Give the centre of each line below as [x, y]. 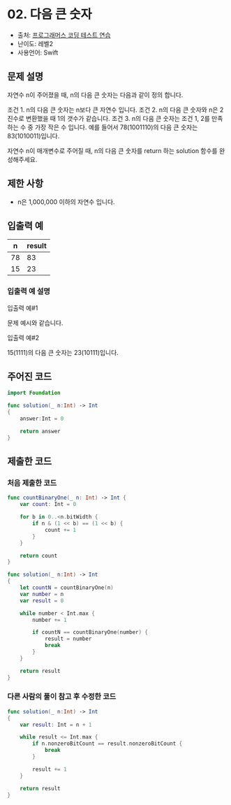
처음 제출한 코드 [32, 483]
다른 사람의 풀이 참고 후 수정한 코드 [62, 697]
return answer [40, 431]
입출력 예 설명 [29, 291]
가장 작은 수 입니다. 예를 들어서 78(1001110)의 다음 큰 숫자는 [116, 127]
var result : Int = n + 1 [56, 725]
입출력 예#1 [23, 307]
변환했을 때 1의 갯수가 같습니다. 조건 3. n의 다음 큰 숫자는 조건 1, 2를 [118, 118]
